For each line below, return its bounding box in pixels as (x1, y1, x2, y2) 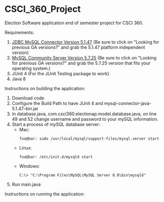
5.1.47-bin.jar (11, 105, 39, 111)
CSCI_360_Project (4, 3, 81, 15)
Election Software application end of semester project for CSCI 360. (4, 20, 144, 26)
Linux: (19, 145, 32, 151)
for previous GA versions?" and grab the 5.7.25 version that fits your (11, 60, 151, 66)
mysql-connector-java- (104, 100, 152, 106)
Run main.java (11, 181, 41, 187)
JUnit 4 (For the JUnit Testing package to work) (11, 70, 109, 76)
